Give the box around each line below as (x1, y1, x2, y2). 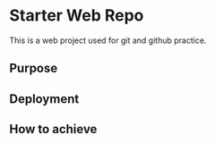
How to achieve (9, 122, 98, 137)
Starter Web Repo (9, 5, 144, 26)
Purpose (9, 61, 58, 76)
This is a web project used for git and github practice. (9, 35, 207, 46)
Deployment (9, 91, 80, 106)
